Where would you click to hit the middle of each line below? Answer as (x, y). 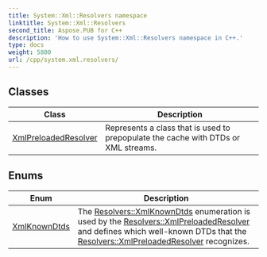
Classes (29, 92)
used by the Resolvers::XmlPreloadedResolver (164, 221)
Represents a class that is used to (168, 128)
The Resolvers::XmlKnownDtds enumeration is (164, 211)
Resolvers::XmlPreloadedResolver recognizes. (164, 241)
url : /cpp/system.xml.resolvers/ (64, 60)
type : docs (26, 45)
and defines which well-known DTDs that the (162, 231)
